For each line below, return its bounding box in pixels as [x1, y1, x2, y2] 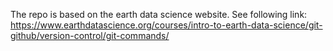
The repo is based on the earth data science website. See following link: [10, 9, 308, 20]
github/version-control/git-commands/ [10, 30, 170, 41]
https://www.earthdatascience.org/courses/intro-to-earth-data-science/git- [10, 19, 323, 31]
